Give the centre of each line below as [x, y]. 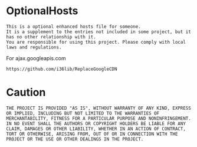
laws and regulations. [34, 47]
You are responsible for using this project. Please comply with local [96, 42]
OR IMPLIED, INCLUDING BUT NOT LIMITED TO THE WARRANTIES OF [83, 113]
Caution [26, 92]
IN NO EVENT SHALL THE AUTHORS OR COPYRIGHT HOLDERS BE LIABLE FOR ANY [96, 123]
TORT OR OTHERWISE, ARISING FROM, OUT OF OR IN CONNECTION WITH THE [92, 134]
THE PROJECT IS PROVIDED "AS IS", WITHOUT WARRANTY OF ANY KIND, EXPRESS [99, 108]
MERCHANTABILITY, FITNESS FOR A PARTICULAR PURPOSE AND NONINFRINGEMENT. [99, 118]
